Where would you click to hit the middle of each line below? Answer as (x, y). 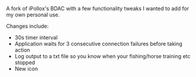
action (22, 50)
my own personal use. (33, 15)
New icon (26, 69)
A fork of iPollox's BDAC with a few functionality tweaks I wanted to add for (98, 9)
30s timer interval (36, 37)
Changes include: (27, 26)
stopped (25, 62)
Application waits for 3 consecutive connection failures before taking (99, 44)
